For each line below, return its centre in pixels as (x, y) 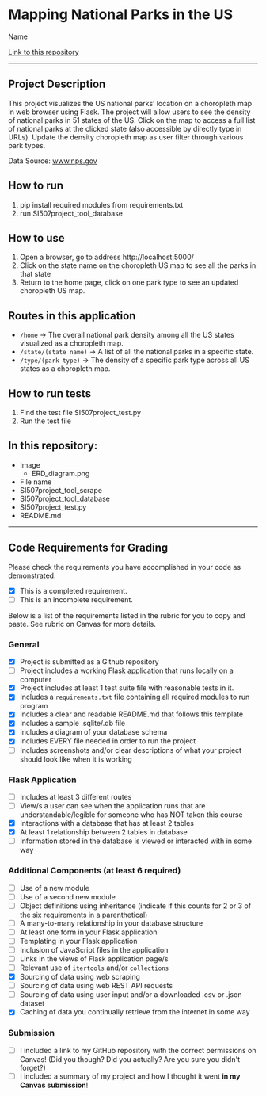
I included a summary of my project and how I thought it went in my (130, 1076)
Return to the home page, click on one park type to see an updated (129, 282)
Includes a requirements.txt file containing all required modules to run (135, 697)
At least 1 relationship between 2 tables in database (103, 832)
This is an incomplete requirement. (76, 599)
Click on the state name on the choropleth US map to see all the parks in (138, 265)
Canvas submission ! (54, 1085)
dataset (32, 1003)
